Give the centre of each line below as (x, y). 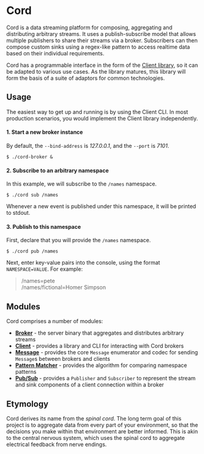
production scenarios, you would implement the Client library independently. (102, 118)
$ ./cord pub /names (33, 251)
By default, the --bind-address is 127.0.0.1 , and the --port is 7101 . (88, 145)
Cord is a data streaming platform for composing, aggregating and (89, 27)
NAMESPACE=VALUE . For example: (45, 269)
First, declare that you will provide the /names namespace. (79, 240)
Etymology (27, 404)
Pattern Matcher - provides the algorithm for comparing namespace (101, 365)
